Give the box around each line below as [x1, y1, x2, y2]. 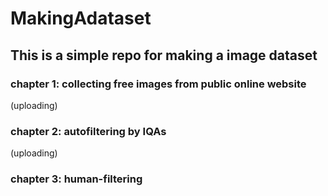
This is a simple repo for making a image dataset [10, 47, 318, 64]
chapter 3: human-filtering [10, 172, 143, 186]
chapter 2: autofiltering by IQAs [10, 124, 167, 138]
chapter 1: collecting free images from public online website [10, 77, 307, 91]
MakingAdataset [10, 7, 152, 30]
